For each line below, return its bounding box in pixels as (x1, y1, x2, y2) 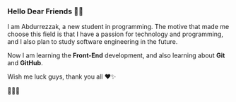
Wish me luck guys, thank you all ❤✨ (7, 72, 117, 81)
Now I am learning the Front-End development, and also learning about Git (7, 51, 225, 59)
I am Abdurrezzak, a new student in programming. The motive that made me (7, 23, 230, 31)
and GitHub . (7, 59, 44, 67)
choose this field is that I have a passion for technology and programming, (7, 30, 224, 38)
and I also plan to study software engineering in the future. (7, 38, 178, 46)
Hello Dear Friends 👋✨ (7, 6, 83, 16)
